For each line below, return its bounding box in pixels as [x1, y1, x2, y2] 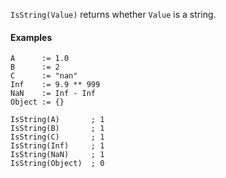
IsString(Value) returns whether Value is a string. [10, 9, 217, 20]
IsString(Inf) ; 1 [10, 141, 105, 151]
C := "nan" [10, 71, 78, 81]
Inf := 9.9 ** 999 [10, 80, 101, 90]
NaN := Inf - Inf [10, 89, 97, 99]
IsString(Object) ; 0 [10, 159, 105, 169]
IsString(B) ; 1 [10, 124, 105, 134]
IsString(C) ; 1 [10, 132, 105, 143]
